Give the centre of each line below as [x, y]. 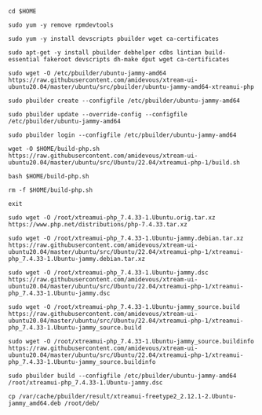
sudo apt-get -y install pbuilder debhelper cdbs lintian [105, 53]
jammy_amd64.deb [35, 403]
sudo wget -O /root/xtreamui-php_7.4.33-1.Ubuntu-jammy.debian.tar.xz [126, 238]
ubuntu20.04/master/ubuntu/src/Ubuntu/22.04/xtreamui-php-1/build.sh [124, 163]
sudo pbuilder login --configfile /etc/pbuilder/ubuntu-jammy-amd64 [122, 135]
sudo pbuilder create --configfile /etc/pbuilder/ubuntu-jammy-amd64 [124, 101]
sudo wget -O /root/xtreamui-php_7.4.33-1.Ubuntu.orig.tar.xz [112, 218]
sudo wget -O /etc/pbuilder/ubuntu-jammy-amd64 [87, 73]
